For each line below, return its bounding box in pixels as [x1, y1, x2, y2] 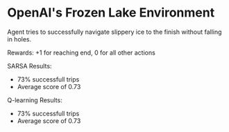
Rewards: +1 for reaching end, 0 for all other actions [7, 48, 156, 57]
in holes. [7, 35, 32, 43]
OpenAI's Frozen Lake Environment [7, 5, 215, 21]
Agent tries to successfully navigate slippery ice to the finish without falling [7, 28, 222, 36]
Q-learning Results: [7, 95, 62, 104]
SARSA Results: [7, 62, 52, 70]
